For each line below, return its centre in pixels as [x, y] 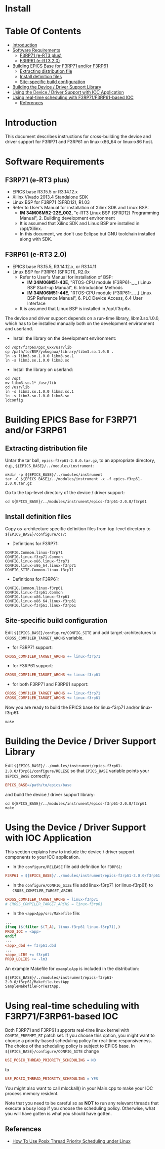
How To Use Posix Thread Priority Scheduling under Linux [71, 1141]
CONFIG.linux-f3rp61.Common [34, 592]
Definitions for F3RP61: [36, 579]
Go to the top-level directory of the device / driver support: [65, 492]
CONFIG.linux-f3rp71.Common [34, 557]
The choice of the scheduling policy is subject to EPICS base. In [70, 1046]
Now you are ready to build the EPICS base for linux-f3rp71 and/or [72, 707]
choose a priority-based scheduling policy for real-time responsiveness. [79, 1041]
